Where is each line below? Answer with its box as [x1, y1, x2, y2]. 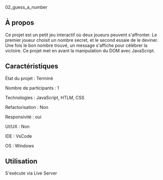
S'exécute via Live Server [5, 170, 57, 176]
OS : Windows [5, 143, 34, 149]
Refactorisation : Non [5, 104, 49, 110]
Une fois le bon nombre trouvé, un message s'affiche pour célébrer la [5, 42, 148, 48]
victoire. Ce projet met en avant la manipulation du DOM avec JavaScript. [5, 47, 155, 54]
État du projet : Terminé [5, 75, 53, 81]
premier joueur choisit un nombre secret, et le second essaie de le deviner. [5, 37, 159, 43]
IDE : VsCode [5, 133, 32, 139]
